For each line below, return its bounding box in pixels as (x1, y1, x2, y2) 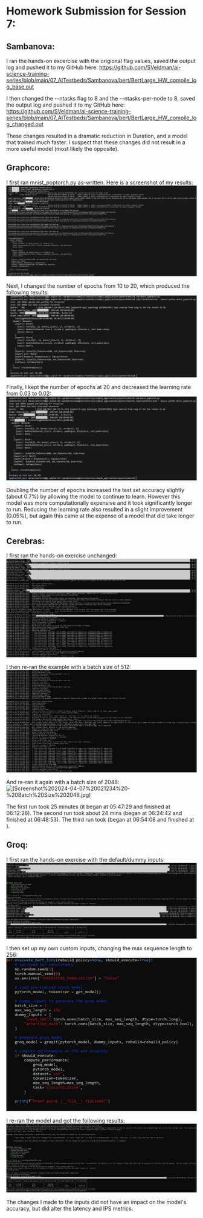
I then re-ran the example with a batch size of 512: (6, 664, 131, 671)
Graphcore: (6, 162, 50, 173)
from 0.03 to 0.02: (6, 390, 51, 398)
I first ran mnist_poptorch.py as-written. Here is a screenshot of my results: (6, 179, 193, 186)
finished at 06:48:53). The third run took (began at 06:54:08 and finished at (6, 816, 195, 823)
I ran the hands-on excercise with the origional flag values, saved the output (6, 58, 196, 64)
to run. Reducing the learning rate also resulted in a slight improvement (6, 505, 183, 513)
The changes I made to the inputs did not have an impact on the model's (6, 1198, 187, 1205)
